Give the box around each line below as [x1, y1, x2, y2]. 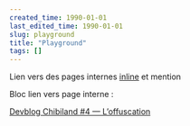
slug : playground [9, 30, 75, 39]
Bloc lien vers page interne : [9, 89, 114, 100]
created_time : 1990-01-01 [9, 13, 107, 22]
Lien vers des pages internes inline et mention [9, 71, 182, 82]
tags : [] [9, 47, 43, 56]
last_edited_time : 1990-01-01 [9, 22, 124, 31]
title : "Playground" [9, 38, 88, 48]
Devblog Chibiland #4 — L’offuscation [9, 106, 151, 117]
